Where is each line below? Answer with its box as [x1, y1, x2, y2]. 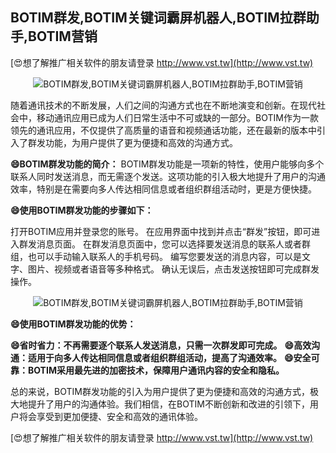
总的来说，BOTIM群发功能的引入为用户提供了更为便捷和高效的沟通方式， [10, 385, 310, 397]
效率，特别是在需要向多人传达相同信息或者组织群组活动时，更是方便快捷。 [10, 183, 317, 195]
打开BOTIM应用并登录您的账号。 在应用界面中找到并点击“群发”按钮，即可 [10, 225, 312, 237]
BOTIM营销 [28, 28, 98, 45]
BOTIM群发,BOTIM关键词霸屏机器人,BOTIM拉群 [10, 9, 307, 27]
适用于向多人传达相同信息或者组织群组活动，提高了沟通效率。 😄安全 [27, 351, 312, 363]
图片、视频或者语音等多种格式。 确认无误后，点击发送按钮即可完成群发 [27, 263, 320, 275]
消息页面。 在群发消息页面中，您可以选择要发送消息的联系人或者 [36, 238, 302, 250]
